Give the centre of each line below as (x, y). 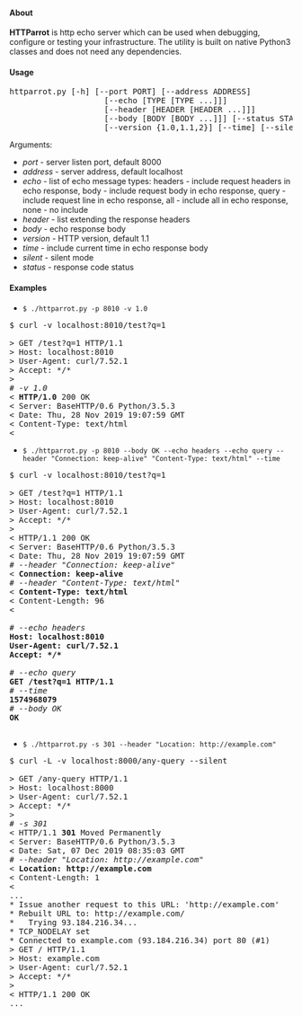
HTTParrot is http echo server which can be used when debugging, (135, 32)
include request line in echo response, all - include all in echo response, (155, 200)
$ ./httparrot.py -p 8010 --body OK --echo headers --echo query (147, 451)
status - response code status (78, 267)
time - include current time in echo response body (115, 248)
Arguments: (31, 145)
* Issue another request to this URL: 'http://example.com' (145, 904)
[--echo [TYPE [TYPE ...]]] (165, 101)
